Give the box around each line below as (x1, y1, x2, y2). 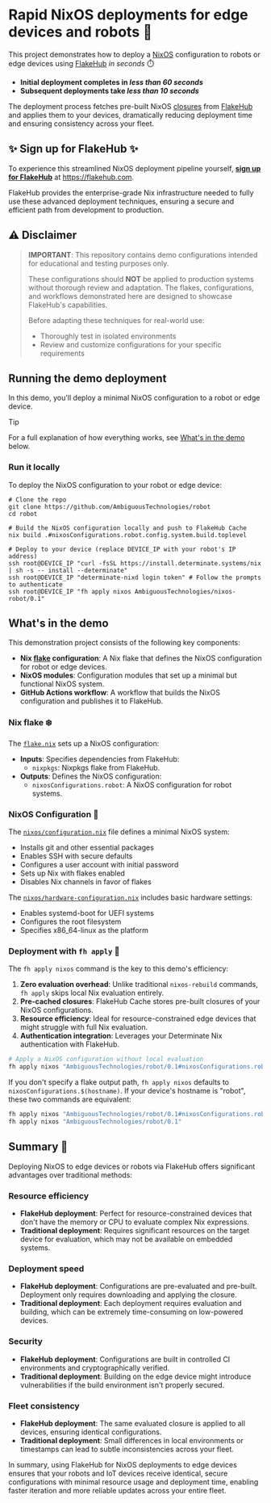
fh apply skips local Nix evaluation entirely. (19, 988, 165, 998)
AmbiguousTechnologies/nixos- (134, 587, 236, 595)
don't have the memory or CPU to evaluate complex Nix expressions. (19, 1217, 250, 1227)
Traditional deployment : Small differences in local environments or (19, 1435, 244, 1445)
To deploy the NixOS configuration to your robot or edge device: (8, 480, 222, 489)
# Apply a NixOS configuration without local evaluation (8, 1056, 204, 1064)
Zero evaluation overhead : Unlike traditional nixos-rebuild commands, (19, 980, 258, 989)
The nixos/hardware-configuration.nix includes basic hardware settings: (8, 892, 252, 902)
